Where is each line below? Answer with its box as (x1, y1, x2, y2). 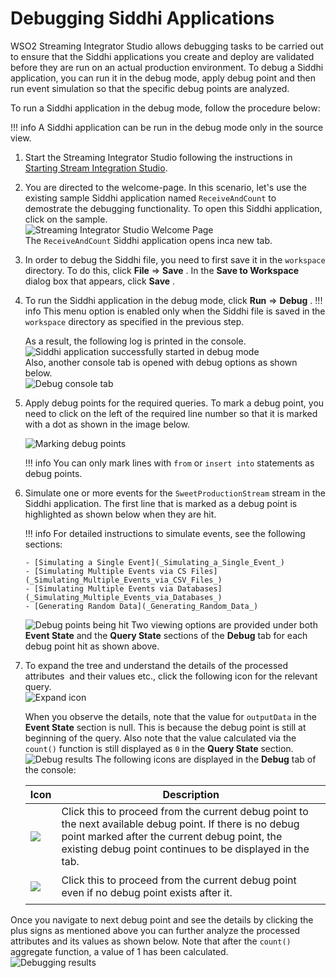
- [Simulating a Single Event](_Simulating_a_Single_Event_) (24, 557, 286, 567)
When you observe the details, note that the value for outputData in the (24, 710, 317, 722)
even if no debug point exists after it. (61, 885, 233, 899)
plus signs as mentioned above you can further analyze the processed (10, 924, 301, 936)
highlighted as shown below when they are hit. (24, 508, 217, 520)
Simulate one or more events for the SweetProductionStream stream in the (24, 487, 326, 499)
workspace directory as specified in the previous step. (24, 315, 245, 327)
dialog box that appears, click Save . (24, 275, 176, 287)
